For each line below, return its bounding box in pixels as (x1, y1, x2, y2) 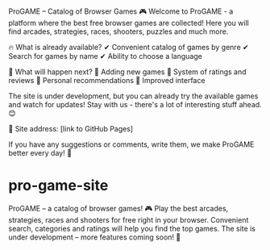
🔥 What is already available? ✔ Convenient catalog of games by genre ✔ (8, 43, 249, 52)
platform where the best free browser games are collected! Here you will (8, 19, 250, 27)
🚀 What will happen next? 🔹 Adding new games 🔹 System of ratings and (8, 67, 247, 77)
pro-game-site (8, 177, 109, 195)
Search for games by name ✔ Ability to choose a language (8, 52, 203, 60)
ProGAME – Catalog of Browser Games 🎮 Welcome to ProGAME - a (8, 6, 234, 16)
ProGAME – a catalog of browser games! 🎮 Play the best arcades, (8, 203, 229, 213)
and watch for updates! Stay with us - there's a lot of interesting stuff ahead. (8, 100, 262, 109)
